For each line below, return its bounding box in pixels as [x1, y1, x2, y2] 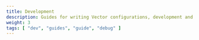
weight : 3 [6, 19, 31, 25]
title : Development [6, 8, 55, 15]
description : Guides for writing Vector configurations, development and [6, 14, 194, 20]
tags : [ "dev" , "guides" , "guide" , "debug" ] [6, 25, 122, 31]
